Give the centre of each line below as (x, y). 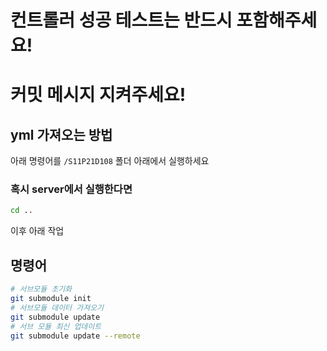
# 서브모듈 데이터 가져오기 (57, 307)
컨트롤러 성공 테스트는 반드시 (121, 20)
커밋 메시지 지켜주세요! (98, 95)
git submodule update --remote (75, 336)
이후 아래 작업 (37, 231)
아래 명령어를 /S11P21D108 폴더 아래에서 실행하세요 (110, 161)
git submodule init (51, 299)
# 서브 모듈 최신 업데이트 (56, 326)
